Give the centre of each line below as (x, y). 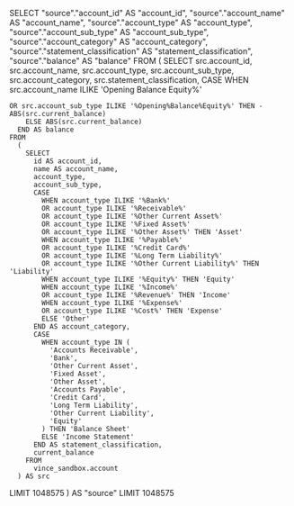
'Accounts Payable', (88, 390)
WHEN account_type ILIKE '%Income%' (110, 287)
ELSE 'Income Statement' (88, 437)
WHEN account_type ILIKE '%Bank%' (106, 201)
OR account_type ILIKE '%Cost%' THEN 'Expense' (132, 311)
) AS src (34, 476)
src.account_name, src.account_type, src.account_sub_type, (122, 70)
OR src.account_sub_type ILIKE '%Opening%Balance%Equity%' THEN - (136, 106)
